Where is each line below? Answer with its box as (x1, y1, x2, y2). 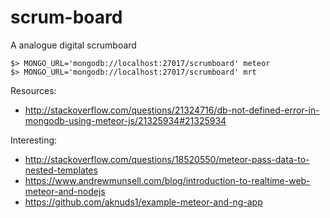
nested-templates (24, 164, 98, 176)
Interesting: (10, 134, 58, 146)
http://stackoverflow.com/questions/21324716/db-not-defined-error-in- (24, 104, 320, 116)
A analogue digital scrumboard (10, 39, 137, 51)
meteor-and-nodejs (24, 185, 106, 197)
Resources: (10, 84, 57, 96)
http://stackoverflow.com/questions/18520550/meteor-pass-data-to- (24, 153, 310, 165)
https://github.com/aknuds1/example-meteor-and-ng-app (24, 196, 263, 208)
